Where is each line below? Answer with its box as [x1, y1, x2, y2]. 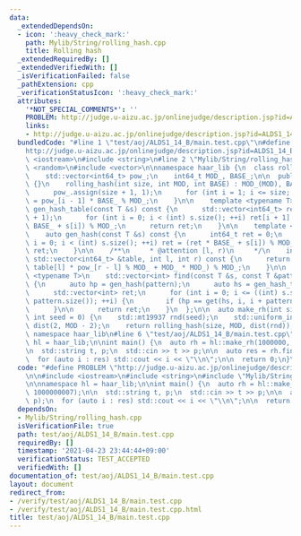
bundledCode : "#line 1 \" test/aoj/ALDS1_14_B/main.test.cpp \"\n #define [17, 138, 291, 147]
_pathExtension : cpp [17, 80, 94, 89]
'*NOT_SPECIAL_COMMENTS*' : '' [25, 105, 139, 114]
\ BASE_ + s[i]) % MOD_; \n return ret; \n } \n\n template [25, 221, 287, 230]
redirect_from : [9, 488, 66, 497]
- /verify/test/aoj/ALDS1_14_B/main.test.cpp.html [9, 505, 202, 514]
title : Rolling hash [25, 47, 102, 56]
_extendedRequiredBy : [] [17, 55, 110, 64]
